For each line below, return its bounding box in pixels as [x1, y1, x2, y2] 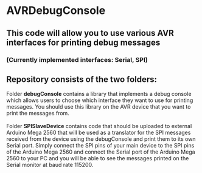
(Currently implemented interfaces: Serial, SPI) [6, 55, 148, 64]
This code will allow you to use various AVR [6, 28, 175, 38]
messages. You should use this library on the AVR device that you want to [6, 103, 191, 110]
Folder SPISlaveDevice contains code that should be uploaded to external [6, 123, 192, 130]
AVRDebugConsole [6, 4, 106, 18]
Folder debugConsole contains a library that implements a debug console [6, 90, 192, 98]
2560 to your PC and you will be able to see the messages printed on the [6, 155, 189, 162]
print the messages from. [6, 110, 70, 117]
